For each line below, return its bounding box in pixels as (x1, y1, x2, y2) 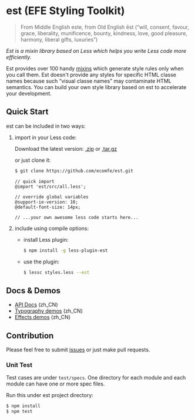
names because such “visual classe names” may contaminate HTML (6, 77, 172, 84)
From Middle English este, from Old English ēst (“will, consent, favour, (20, 23, 190, 31)
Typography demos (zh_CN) (14, 307, 83, 314)
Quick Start (6, 107, 49, 117)
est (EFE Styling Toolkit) (6, 4, 125, 18)
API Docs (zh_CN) (14, 301, 58, 309)
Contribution (6, 330, 54, 341)
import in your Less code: (14, 134, 77, 141)
